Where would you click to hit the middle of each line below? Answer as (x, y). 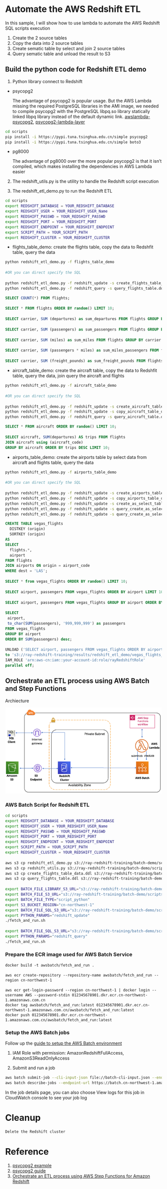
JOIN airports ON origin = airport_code (48, 566)
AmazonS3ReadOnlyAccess (41, 1058)
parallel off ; (20, 665)
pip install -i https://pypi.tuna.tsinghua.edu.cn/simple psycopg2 (77, 137)
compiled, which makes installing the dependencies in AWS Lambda (82, 166)
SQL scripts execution (28, 28)
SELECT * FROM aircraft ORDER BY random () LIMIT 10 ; (61, 427)
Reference (27, 1152)
